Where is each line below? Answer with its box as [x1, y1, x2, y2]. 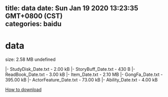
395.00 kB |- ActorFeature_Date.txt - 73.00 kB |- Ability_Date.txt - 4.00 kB [5, 77, 158, 83]
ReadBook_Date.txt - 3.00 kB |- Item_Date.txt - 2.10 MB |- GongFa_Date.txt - [5, 71, 163, 77]
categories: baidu [5, 20, 62, 28]
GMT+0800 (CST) [5, 12, 63, 21]
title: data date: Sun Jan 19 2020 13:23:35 [5, 4, 138, 13]
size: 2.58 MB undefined [5, 56, 56, 62]
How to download [5, 86, 42, 92]
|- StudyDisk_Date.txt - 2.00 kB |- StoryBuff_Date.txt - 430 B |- [5, 66, 135, 72]
